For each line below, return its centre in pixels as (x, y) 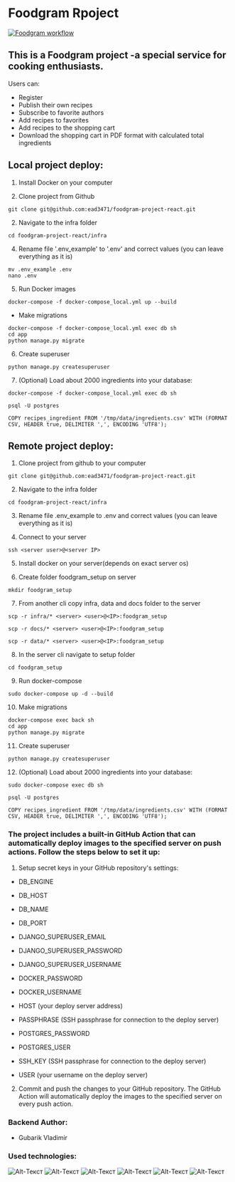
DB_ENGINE (36, 881)
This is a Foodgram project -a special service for (117, 55)
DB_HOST (33, 895)
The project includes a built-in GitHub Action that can (102, 834)
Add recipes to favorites (54, 120)
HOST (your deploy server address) (71, 1005)
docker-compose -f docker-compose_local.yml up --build (92, 302)
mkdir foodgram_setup (40, 590)
